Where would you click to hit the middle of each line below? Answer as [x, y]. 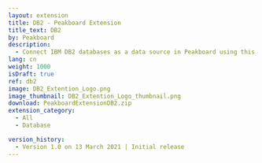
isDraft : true [31, 74]
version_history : [37, 139]
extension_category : [42, 111]
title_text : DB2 [35, 30]
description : [30, 45]
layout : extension [38, 15]
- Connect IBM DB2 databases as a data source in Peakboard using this [135, 52]
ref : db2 [22, 81]
